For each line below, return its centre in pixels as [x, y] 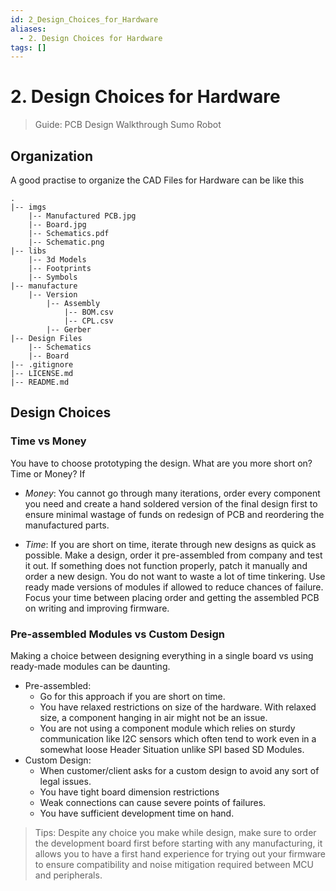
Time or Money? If [48, 473]
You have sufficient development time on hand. [137, 813]
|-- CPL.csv [88, 321]
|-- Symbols [53, 277]
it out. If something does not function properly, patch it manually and [166, 565]
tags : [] [28, 47]
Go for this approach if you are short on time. [132, 696]
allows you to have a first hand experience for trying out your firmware [180, 853]
